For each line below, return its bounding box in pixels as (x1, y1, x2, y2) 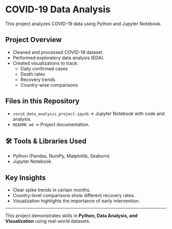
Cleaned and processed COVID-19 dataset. (12, 49, 104, 55)
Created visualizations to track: (12, 60, 78, 66)
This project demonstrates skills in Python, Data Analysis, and (5, 213, 138, 219)
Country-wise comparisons (20, 82, 78, 88)
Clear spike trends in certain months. (12, 187, 91, 193)
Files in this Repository (5, 97, 80, 106)
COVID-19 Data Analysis (5, 4, 111, 15)
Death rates (20, 71, 45, 77)
